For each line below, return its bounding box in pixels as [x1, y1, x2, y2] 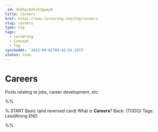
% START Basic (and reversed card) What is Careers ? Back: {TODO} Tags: [5, 108, 154, 114]
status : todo [5, 52, 31, 57]
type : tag [5, 25, 25, 30]
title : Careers [5, 12, 36, 16]
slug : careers [5, 20, 34, 26]
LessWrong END [5, 113, 38, 119]
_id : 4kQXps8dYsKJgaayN [5, 7, 53, 12]
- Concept [9, 39, 29, 44]
